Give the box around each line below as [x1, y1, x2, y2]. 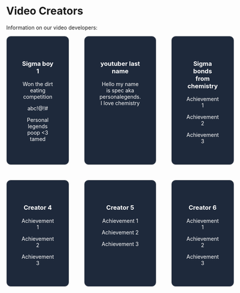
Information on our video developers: [6, 24, 98, 31]
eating [29, 87, 46, 94]
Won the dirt [22, 81, 53, 88]
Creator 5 [106, 203, 135, 212]
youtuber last [100, 59, 141, 68]
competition [23, 93, 53, 100]
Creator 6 [188, 203, 217, 212]
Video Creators [6, 4, 84, 18]
